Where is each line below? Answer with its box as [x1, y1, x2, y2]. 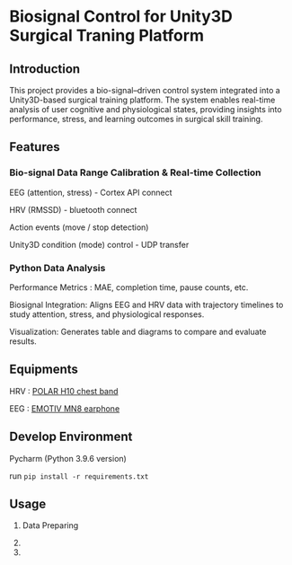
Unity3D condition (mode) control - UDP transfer [9, 239, 190, 250]
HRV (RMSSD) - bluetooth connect [9, 204, 137, 215]
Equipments [9, 362, 79, 377]
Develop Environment [9, 429, 133, 445]
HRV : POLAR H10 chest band [9, 385, 119, 396]
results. [9, 335, 38, 347]
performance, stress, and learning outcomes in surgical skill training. [9, 114, 263, 124]
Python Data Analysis [9, 261, 106, 274]
